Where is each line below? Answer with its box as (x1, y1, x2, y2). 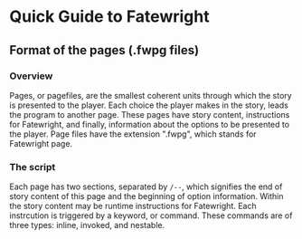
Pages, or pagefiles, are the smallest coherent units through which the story (9, 90, 292, 100)
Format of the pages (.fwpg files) (9, 43, 200, 58)
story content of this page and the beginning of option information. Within (9, 191, 284, 202)
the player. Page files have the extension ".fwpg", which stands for (9, 129, 257, 139)
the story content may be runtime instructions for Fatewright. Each (9, 201, 257, 212)
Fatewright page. (9, 138, 73, 148)
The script (9, 160, 56, 173)
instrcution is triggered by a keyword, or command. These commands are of (9, 210, 293, 221)
